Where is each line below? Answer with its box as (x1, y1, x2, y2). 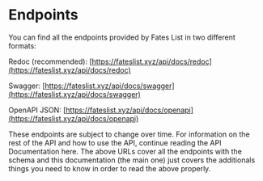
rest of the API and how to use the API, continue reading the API (8, 137, 222, 147)
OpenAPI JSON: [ (8, 105, 66, 115)
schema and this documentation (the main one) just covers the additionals (8, 155, 256, 165)
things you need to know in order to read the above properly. (8, 163, 211, 173)
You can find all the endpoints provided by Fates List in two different (8, 32, 236, 42)
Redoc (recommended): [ (8, 57, 93, 66)
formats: (8, 40, 36, 50)
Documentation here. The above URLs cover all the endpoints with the (8, 146, 243, 156)
